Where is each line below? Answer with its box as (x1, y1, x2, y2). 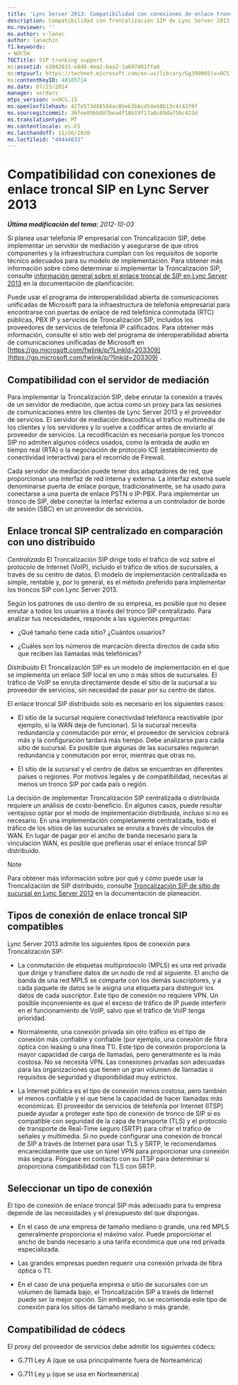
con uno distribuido (7, 536, 96, 548)
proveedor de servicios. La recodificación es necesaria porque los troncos (7, 430, 225, 439)
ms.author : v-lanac (7, 30, 65, 38)
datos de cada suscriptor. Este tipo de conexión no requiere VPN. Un (17, 991, 219, 999)
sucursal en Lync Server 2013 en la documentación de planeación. (7, 889, 202, 897)
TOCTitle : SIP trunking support (7, 57, 103, 64)
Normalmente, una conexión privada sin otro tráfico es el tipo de (17, 1027, 206, 1036)
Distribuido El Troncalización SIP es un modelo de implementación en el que (7, 663, 229, 671)
